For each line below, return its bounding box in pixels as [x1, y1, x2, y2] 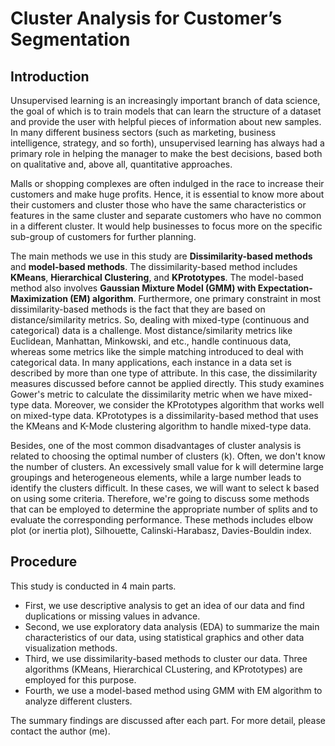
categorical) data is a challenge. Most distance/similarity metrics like [10, 325, 293, 336]
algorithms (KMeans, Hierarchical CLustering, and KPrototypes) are [24, 663, 303, 675]
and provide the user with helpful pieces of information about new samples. [10, 116, 322, 127]
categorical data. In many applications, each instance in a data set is [10, 357, 292, 368]
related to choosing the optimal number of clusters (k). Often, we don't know [10, 450, 326, 462]
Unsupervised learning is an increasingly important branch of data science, [10, 95, 321, 106]
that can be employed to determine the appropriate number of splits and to [10, 503, 318, 515]
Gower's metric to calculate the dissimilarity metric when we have [10, 388, 282, 400]
